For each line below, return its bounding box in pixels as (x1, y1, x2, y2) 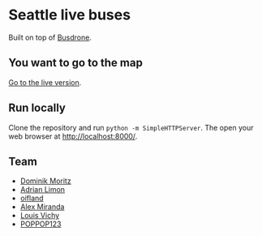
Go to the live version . (8, 77, 82, 87)
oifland (19, 193, 44, 204)
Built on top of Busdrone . (8, 32, 92, 42)
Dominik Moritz (19, 176, 71, 186)
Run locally (8, 101, 67, 115)
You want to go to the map (8, 56, 144, 70)
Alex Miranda (19, 202, 65, 212)
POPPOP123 (19, 219, 62, 229)
